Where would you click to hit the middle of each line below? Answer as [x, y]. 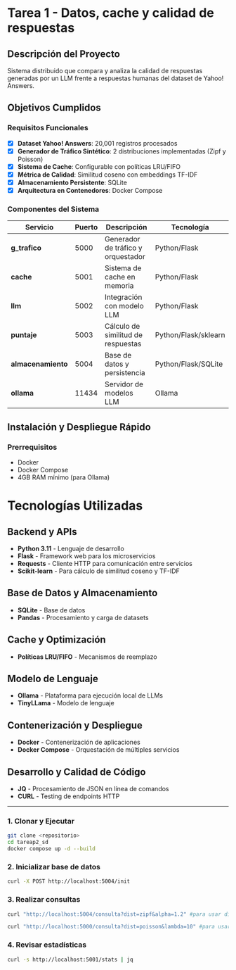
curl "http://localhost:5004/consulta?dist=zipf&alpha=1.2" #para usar [114, 914]
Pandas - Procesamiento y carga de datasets [83, 617]
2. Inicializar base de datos [54, 867]
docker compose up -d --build [52, 849]
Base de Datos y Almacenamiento [83, 593]
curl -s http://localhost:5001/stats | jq [70, 959]
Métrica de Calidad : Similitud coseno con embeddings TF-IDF [107, 175]
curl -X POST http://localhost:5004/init [69, 881]
